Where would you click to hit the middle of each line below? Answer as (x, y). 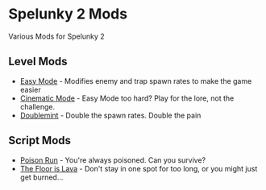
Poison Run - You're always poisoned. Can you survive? (113, 160)
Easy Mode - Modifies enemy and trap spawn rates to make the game (136, 81)
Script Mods (39, 140)
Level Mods (38, 62)
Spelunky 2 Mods (68, 14)
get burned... (42, 177)
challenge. (37, 106)
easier (31, 89)
